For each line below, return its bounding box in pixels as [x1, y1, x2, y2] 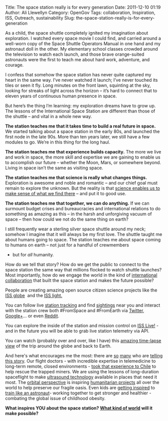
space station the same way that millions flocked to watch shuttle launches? [5, 267, 162, 272]
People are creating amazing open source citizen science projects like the [5, 287, 157, 293]
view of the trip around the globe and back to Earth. [5, 343, 111, 349]
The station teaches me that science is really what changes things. [5, 175, 147, 180]
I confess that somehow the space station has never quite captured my [5, 72, 151, 77]
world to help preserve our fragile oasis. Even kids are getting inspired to [5, 385, 155, 390]
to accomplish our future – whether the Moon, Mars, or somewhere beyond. [5, 160, 161, 165]
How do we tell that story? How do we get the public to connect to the [5, 261, 149, 267]
